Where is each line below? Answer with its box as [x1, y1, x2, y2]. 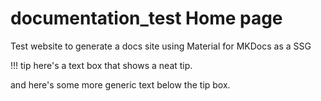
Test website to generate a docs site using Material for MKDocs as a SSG [10, 40, 312, 52]
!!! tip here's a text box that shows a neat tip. [10, 59, 193, 71]
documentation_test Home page [10, 7, 283, 30]
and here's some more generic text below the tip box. [10, 78, 231, 91]
